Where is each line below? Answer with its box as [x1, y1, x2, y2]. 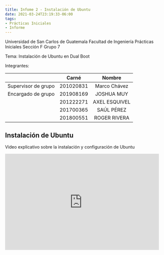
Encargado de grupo [7, 91, 55, 98]
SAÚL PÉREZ [97, 106, 127, 113]
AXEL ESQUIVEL [92, 99, 131, 106]
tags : [5, 16, 16, 21]
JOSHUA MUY [95, 91, 128, 98]
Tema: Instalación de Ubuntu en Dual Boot [5, 53, 90, 59]
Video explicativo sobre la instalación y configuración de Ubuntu [5, 144, 135, 149]
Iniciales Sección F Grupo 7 [5, 44, 60, 50]
